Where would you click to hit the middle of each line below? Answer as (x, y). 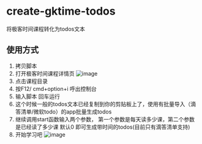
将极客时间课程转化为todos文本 (46, 29)
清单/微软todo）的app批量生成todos (66, 112)
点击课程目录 (31, 81)
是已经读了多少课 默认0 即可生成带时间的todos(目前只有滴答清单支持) (103, 127)
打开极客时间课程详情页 (45, 73)
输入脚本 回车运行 (37, 96)
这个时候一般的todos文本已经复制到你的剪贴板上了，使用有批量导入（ (103, 104)
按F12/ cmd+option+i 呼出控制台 (56, 88)
